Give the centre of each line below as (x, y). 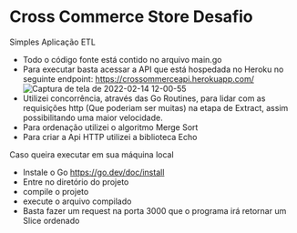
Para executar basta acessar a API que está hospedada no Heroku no (153, 69)
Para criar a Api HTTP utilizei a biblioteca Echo (110, 137)
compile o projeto (56, 191)
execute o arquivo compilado (77, 201)
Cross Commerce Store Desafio (131, 17)
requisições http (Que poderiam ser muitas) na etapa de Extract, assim (155, 107)
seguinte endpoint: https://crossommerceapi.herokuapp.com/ (138, 78)
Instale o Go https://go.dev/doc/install (93, 172)
